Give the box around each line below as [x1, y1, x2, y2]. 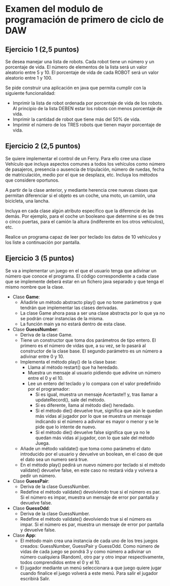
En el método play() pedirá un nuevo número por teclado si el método [20, 462, 165, 468]
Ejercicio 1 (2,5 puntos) [5, 45, 80, 54]
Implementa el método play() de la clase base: [20, 359, 117, 365]
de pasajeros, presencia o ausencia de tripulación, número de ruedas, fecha [5, 166, 164, 172]
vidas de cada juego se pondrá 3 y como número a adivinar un [20, 548, 151, 554]
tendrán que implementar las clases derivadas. [20, 304, 118, 311]
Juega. [35, 440, 50, 446]
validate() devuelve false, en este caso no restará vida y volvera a [20, 467, 158, 473]
